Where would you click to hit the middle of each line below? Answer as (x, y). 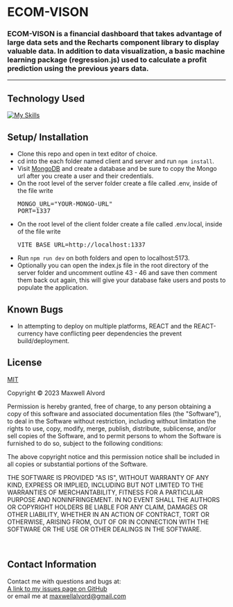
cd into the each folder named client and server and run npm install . (116, 161)
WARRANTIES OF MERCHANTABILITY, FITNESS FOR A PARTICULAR (105, 492)
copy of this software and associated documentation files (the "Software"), (114, 413)
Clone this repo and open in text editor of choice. (87, 154)
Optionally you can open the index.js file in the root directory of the (113, 265)
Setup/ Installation (48, 137)
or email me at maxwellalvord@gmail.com (67, 596)
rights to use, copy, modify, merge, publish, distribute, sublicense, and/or (112, 429)
